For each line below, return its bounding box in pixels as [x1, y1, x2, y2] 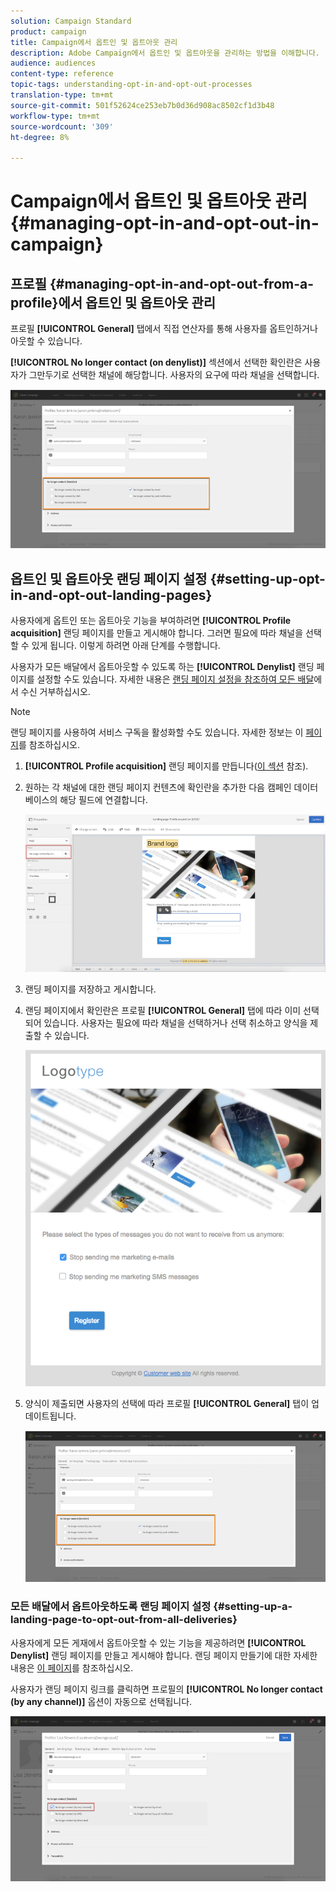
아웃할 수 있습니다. [10, 335, 83, 347]
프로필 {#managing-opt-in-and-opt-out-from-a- [10, 275, 315, 292]
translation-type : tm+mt [10, 90, 114, 100]
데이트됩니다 [24, 1410, 75, 1422]
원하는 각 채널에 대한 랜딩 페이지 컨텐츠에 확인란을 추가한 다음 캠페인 [24, 781, 292, 794]
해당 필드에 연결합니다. [59, 794, 148, 806]
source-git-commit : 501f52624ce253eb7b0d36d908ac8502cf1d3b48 [10, 100, 275, 110]
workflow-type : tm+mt [10, 111, 101, 121]
